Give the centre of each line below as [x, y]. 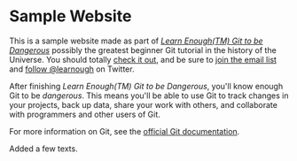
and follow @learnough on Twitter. [72, 69]
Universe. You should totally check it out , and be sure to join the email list [143, 59]
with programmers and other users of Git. [85, 114]
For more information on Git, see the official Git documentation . [125, 131]
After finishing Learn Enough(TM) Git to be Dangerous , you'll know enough [146, 86]
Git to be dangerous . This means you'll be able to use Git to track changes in [149, 96]
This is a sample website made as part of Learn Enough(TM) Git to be [136, 41]
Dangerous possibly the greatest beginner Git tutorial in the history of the [143, 50]
